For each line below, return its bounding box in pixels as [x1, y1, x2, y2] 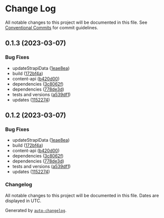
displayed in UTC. [5, 198, 42, 204]
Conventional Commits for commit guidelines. [5, 24, 98, 30]
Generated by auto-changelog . [5, 207, 67, 213]
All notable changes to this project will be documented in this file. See [5, 19, 148, 25]
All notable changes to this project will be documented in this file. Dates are [5, 192, 160, 198]
